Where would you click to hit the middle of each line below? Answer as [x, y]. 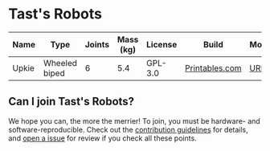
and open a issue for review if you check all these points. [102, 138]
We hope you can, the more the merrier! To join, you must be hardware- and [135, 120]
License [162, 44]
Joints [97, 44]
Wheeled [60, 63]
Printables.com [213, 67]
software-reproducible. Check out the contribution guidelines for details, [129, 129]
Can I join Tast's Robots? [72, 102]
